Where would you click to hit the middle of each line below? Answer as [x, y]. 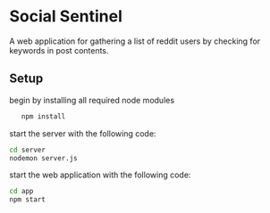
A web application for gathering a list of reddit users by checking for [135, 41]
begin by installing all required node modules [92, 100]
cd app [21, 192]
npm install [43, 116]
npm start [28, 200]
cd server [28, 150]
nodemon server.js [43, 158]
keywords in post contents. [59, 50]
